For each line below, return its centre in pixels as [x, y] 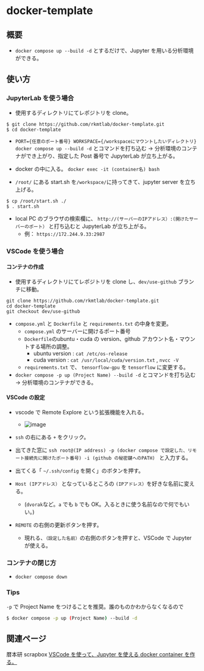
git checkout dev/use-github [43, 311]
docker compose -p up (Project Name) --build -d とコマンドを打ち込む [105, 375]
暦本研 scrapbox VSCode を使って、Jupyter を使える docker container [95, 654]
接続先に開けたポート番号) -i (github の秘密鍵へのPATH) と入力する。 [108, 458]
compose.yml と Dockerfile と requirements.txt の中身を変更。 [93, 323]
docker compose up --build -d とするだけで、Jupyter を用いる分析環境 [104, 50]
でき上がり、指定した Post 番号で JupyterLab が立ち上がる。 [102, 156]
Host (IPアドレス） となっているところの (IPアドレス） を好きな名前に [100, 484]
